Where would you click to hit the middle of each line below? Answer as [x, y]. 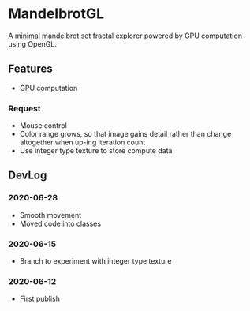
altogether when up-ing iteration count [82, 142]
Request [24, 108]
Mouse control [43, 126]
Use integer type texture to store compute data [96, 151]
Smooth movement [50, 215]
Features [30, 69]
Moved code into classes [60, 223]
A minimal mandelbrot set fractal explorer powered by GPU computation [125, 36]
